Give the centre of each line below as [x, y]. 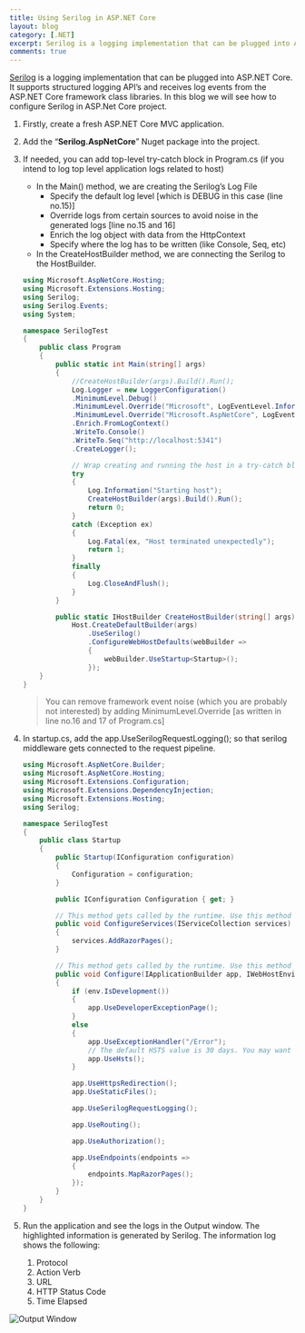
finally [86, 567]
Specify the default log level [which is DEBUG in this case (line [166, 196]
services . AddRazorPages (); [123, 941]
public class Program [80, 348]
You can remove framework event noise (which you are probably [166, 701]
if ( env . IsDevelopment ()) [120, 991]
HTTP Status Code [71, 1291]
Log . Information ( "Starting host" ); [155, 491]
